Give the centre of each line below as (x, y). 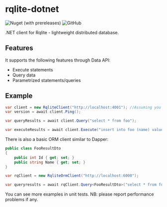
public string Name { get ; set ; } (50, 162)
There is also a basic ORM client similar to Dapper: (57, 139)
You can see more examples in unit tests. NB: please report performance (80, 194)
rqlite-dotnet (32, 9)
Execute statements (33, 69)
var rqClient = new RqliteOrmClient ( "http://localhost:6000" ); (72, 176)
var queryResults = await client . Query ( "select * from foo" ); (71, 121)
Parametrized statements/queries (46, 80)
